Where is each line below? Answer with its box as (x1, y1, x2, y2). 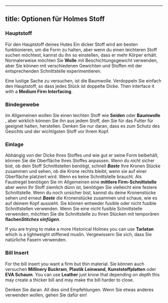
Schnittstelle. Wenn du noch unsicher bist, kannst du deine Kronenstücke (5, 189, 156, 196)
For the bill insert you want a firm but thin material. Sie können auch (5, 261, 144, 267)
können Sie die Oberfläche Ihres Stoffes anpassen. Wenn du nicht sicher (5, 158, 155, 164)
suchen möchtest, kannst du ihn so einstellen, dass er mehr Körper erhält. (5, 52, 157, 58)
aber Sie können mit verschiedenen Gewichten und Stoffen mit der (5, 62, 142, 68)
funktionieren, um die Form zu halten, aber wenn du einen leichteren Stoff (5, 46, 157, 53)
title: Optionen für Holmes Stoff (5, 15, 105, 23)
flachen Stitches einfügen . (5, 217, 61, 223)
